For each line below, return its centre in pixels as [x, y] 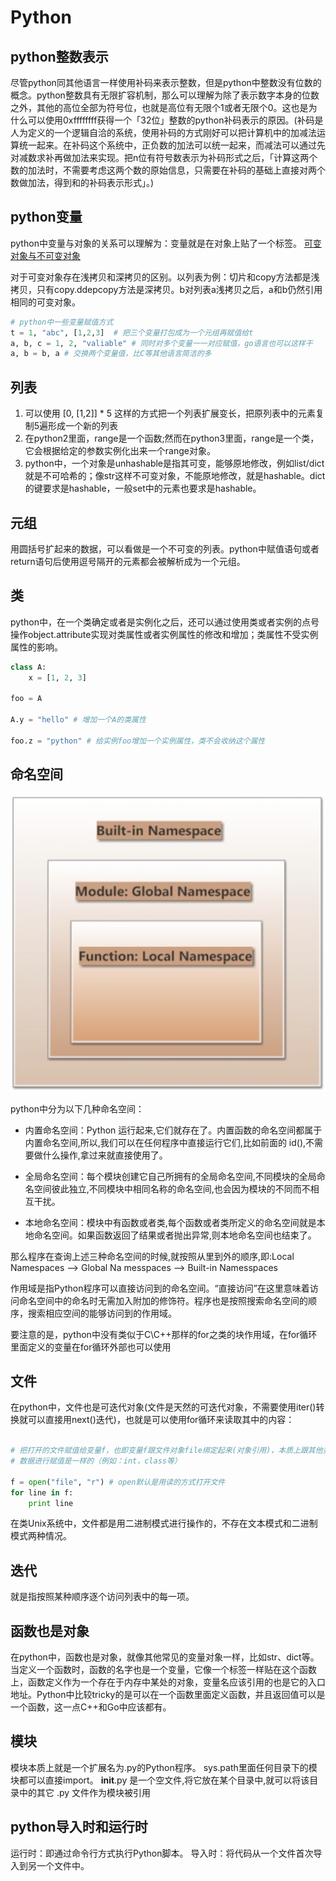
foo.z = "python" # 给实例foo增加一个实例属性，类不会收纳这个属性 [138, 741]
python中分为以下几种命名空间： [77, 1108]
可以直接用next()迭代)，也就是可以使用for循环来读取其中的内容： [161, 1420]
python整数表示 [59, 56]
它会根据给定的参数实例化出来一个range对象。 [120, 451]
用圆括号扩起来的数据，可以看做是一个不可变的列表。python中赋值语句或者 [165, 548]
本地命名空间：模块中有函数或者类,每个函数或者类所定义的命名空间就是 [170, 1222]
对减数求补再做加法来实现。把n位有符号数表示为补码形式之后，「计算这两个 [164, 157]
